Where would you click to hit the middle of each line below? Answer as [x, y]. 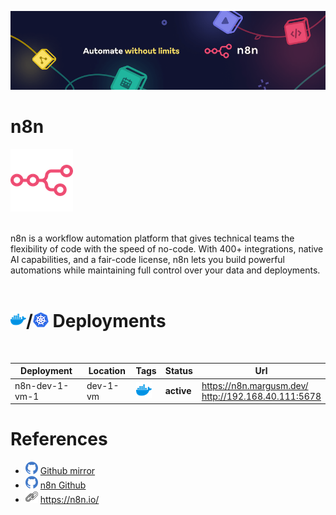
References [59, 439]
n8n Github [63, 485]
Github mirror [67, 471]
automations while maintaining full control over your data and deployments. [165, 270]
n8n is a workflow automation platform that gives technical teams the [152, 238]
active [178, 391]
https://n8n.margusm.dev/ [255, 385]
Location [107, 371]
